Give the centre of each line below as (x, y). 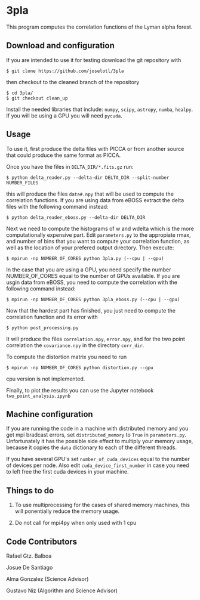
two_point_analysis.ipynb (38, 396)
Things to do (30, 491)
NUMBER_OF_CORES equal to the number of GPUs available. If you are (93, 276)
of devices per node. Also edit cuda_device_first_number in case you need (98, 465)
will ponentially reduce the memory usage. (67, 511)
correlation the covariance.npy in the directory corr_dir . (75, 345)
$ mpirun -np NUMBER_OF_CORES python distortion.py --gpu (80, 367)
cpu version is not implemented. (46, 379)
